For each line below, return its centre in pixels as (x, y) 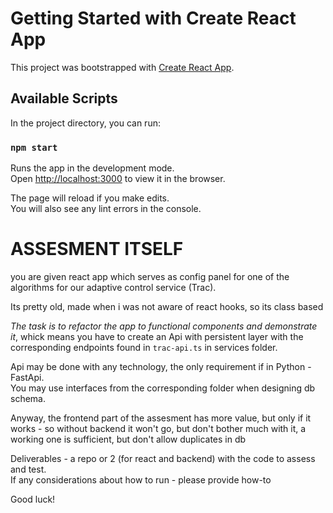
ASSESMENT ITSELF (97, 249)
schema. (28, 398)
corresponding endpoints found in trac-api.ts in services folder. (144, 347)
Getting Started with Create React (153, 18)
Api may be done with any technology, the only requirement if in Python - (161, 366)
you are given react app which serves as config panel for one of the (150, 276)
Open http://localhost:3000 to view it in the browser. (118, 179)
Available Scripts (64, 98)
